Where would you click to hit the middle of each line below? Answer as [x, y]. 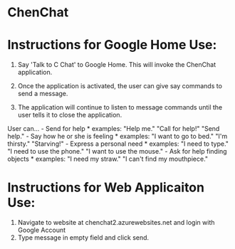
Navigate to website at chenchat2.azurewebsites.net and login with [116, 223]
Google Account [42, 230]
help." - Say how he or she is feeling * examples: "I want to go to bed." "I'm [117, 137]
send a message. [43, 94]
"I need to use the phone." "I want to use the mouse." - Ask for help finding [117, 152]
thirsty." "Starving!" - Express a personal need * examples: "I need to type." [118, 144]
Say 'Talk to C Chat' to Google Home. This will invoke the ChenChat [116, 65]
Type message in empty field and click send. [83, 238]
